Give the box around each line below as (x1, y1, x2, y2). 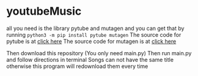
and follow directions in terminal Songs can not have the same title (6, 56, 174, 63)
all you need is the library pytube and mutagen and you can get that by (6, 25, 185, 32)
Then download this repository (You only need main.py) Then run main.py (6, 49, 192, 56)
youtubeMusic (6, 4, 82, 18)
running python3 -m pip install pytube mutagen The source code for (6, 31, 182, 38)
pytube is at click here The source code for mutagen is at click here (6, 37, 177, 45)
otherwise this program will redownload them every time (6, 63, 148, 70)
